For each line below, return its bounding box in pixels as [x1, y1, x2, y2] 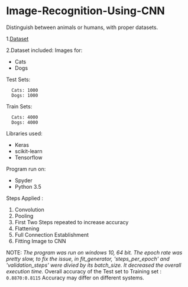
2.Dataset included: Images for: [6, 46, 83, 54]
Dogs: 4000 [11, 120, 38, 125]
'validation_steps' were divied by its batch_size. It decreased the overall [6, 262, 181, 269]
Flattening [14, 225, 40, 232]
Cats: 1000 [11, 87, 38, 93]
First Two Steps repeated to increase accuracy [14, 218, 129, 225]
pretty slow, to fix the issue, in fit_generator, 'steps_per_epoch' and [6, 255, 170, 262]
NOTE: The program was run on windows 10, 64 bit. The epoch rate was [6, 249, 183, 256]
